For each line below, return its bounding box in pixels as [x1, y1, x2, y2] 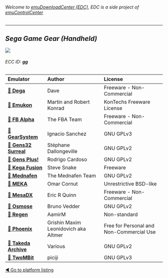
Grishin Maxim [47, 219, 81, 226]
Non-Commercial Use [103, 228, 156, 235]
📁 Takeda [7, 240, 30, 247]
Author [47, 75, 64, 82]
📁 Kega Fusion [7, 164, 42, 171]
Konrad [47, 105, 64, 112]
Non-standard [103, 211, 138, 218]
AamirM [47, 211, 66, 218]
